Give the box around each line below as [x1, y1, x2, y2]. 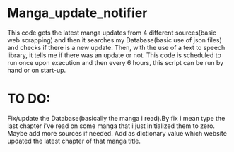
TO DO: [7, 90, 51, 107]
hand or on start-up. [7, 66, 66, 74]
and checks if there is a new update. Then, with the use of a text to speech [7, 43, 226, 52]
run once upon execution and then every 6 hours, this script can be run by [7, 58, 224, 66]
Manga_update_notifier [7, 5, 148, 21]
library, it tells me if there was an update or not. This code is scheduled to [7, 51, 221, 59]
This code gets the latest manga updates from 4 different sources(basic [7, 28, 217, 37]
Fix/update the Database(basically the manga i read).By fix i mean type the [7, 114, 226, 122]
